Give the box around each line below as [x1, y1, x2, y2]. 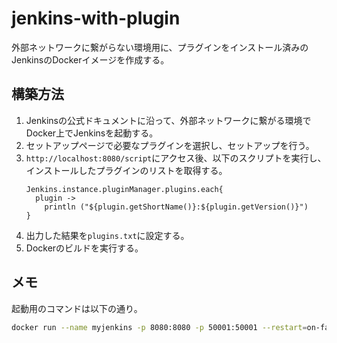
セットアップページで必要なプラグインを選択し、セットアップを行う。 [25, 139, 315, 151]
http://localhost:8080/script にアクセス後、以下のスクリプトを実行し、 [25, 152, 327, 164]
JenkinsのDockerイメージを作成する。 [11, 53, 170, 66]
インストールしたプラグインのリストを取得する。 [25, 164, 228, 176]
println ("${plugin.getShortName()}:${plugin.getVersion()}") [44, 202, 309, 212]
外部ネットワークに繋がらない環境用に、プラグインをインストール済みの [11, 41, 309, 53]
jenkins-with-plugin [11, 7, 181, 30]
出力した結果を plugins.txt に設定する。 [25, 229, 190, 241]
